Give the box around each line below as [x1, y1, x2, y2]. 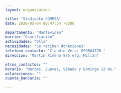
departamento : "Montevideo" [5, 30, 64, 35]
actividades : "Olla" [5, 39, 48, 44]
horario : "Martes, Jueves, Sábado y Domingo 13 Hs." [5, 67, 117, 72]
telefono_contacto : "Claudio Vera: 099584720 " [5, 48, 106, 53]
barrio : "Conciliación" [5, 34, 55, 40]
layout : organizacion [5, 7, 50, 12]
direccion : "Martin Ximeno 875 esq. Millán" [5, 53, 99, 58]
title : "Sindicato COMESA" [5, 16, 61, 21]
